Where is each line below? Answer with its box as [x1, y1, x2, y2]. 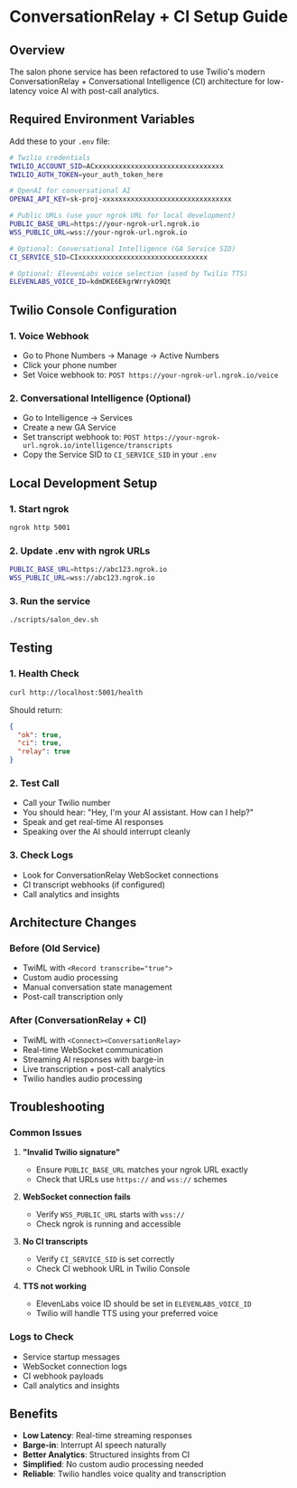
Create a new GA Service [22, 422, 116, 433]
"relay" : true [17, 747, 70, 756]
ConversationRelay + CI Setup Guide [9, 6, 289, 27]
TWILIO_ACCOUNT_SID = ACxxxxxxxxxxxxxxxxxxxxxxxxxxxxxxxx [9, 161, 224, 171]
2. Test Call [9, 776, 60, 789]
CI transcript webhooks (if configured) [22, 879, 165, 890]
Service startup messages [22, 1351, 120, 1362]
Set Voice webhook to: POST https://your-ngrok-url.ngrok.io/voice [22, 369, 279, 380]
